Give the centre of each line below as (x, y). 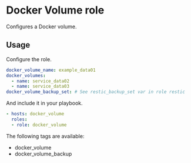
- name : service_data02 (40, 81)
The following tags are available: (45, 136)
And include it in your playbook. (45, 103)
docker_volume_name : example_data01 (51, 70)
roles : (19, 119)
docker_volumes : (26, 75)
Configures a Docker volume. (42, 26)
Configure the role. (29, 59)
